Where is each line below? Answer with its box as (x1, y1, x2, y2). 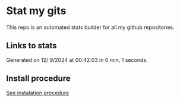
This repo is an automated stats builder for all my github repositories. (6, 24, 175, 31)
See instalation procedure (6, 89, 70, 96)
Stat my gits (6, 4, 67, 18)
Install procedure (6, 74, 71, 84)
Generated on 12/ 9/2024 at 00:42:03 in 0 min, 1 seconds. (6, 56, 148, 63)
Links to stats (6, 41, 57, 51)
